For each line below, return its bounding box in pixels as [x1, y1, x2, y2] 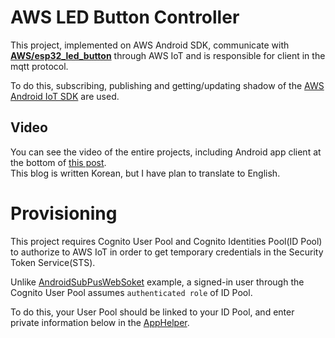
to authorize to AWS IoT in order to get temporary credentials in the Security [10, 246, 324, 258]
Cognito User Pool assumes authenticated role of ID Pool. [10, 286, 253, 298]
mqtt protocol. [10, 60, 69, 72]
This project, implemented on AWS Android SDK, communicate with [10, 39, 290, 51]
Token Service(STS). [10, 256, 96, 268]
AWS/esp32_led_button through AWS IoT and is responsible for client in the [10, 49, 326, 61]
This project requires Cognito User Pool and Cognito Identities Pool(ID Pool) [10, 235, 323, 247]
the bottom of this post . [10, 156, 107, 168]
